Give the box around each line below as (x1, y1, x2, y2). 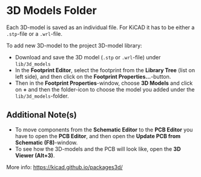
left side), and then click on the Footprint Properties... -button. (15, 73, 171, 80)
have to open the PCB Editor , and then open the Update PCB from (15, 132, 181, 139)
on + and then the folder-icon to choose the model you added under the (15, 85, 195, 93)
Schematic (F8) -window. (15, 139, 78, 146)
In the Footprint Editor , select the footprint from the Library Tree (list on (15, 66, 196, 73)
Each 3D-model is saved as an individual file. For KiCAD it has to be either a (6, 24, 195, 31)
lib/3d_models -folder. (15, 92, 70, 99)
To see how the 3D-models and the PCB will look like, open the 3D (15, 145, 181, 152)
